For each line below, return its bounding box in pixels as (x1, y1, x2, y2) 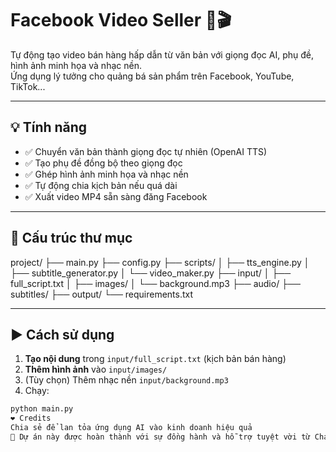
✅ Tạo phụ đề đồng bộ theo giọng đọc (24, 157, 183, 169)
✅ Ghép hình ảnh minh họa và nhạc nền (24, 168, 189, 180)
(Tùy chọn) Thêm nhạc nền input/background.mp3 (24, 374, 229, 386)
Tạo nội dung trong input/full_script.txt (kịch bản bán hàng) (24, 353, 287, 365)
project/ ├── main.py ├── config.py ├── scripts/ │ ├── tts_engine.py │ (10, 256, 310, 268)
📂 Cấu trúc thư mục (10, 230, 133, 247)
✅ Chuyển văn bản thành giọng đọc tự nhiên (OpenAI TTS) (24, 145, 268, 157)
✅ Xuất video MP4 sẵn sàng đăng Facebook (24, 190, 208, 202)
